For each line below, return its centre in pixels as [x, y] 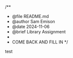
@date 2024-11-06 [31, 27]
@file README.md [30, 16]
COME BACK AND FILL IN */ [40, 42]
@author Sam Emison [34, 22]
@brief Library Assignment [39, 32]
